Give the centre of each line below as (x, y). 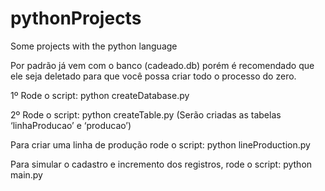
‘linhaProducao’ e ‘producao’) (71, 125)
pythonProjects (76, 18)
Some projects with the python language (94, 46)
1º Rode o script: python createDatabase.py (100, 95)
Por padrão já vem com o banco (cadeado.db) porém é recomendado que (162, 65)
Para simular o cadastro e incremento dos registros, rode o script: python (161, 164)
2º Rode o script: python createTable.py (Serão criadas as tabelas (146, 114)
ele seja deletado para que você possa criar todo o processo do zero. (153, 76)
